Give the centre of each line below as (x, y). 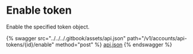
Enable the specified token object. (48, 27)
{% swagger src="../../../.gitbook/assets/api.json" (66, 38)
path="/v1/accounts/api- (157, 38)
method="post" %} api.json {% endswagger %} (114, 45)
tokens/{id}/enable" (30, 45)
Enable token (39, 10)
